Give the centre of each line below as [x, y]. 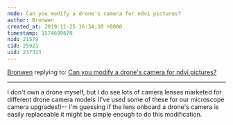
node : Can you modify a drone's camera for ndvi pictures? [94, 14]
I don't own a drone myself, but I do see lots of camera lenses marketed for [114, 92]
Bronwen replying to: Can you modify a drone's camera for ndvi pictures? [112, 72]
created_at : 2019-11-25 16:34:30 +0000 [65, 26]
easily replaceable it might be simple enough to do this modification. [105, 114]
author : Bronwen [31, 20]
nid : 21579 [23, 40]
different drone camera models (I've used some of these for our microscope [116, 99]
